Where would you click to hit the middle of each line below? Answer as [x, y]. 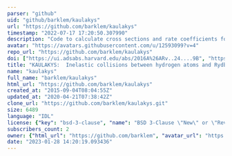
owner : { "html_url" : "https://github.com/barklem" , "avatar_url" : [105, 135]
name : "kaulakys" [32, 71]
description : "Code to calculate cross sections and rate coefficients [112, 39]
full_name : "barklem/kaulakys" [52, 78]
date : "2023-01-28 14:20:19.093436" [60, 142]
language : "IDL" [30, 116]
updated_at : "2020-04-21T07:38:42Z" [60, 97]
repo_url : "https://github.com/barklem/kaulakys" [80, 52]
